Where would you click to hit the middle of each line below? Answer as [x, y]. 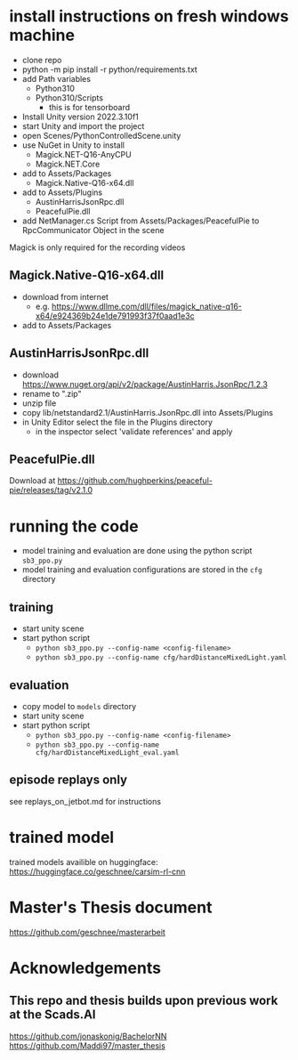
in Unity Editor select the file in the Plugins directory [117, 422]
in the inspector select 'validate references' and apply [134, 431]
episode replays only [68, 780]
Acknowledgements [85, 968]
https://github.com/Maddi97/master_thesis [88, 1045]
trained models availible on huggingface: [84, 862]
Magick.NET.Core [68, 164]
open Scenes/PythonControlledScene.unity [101, 135]
